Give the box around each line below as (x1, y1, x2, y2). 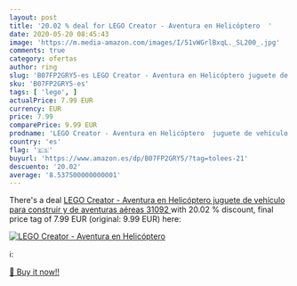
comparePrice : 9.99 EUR (9, 121, 98, 130)
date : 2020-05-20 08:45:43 (9, 29, 109, 38)
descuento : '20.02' (9, 162, 82, 171)
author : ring (9, 63, 58, 72)
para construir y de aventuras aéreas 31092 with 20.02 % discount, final (9, 204, 274, 215)
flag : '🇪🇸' (9, 145, 53, 154)
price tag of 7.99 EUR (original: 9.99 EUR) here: (9, 214, 181, 225)
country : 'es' (9, 137, 62, 146)
